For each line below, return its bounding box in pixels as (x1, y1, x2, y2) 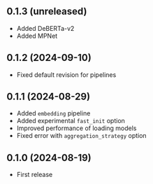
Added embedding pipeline (16, 109, 91, 118)
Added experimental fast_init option (16, 117, 125, 125)
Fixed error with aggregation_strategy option (16, 132, 147, 140)
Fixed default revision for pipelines (16, 70, 117, 79)
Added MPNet (16, 31, 58, 40)
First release (16, 171, 53, 179)
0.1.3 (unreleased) (6, 6, 87, 17)
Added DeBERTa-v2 (16, 24, 75, 32)
